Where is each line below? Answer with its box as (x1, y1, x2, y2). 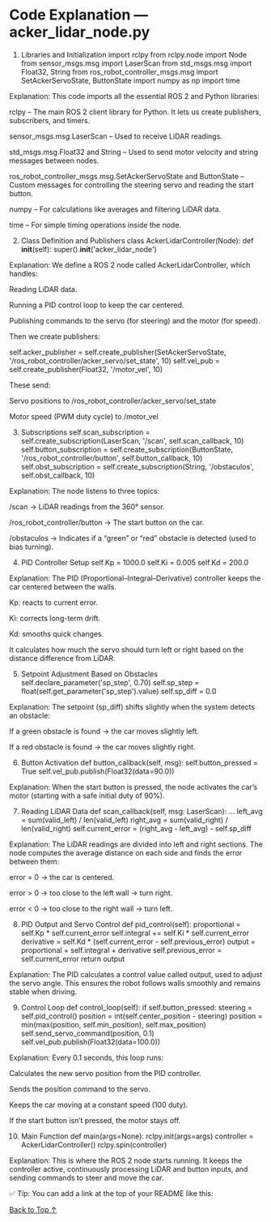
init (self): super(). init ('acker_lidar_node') (20, 244, 157, 254)
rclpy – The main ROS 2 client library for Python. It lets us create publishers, (9, 107, 261, 117)
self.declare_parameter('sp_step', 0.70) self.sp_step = (20, 677, 200, 687)
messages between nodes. (9, 156, 100, 165)
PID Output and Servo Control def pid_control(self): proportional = (20, 919, 241, 929)
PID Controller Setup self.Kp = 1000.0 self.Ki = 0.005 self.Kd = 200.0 (20, 557, 249, 567)
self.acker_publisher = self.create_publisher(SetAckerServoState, (9, 347, 227, 357)
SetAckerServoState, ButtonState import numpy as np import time (20, 75, 241, 85)
